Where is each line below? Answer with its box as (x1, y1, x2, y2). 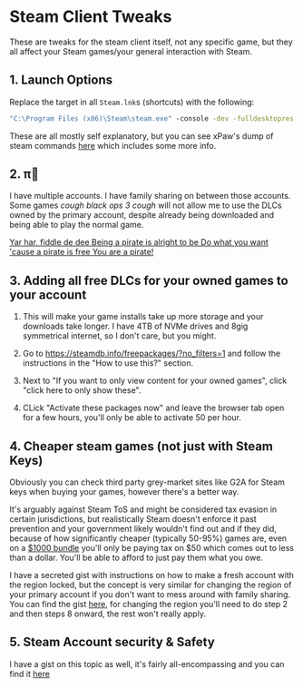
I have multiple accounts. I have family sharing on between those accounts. (9, 191, 291, 201)
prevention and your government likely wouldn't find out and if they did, (9, 524, 277, 535)
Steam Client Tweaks (9, 6, 172, 27)
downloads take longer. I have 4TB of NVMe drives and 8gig (22, 320, 249, 332)
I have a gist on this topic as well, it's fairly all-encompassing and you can (9, 658, 285, 669)
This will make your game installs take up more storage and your (22, 311, 264, 322)
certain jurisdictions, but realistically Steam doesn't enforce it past (9, 514, 257, 525)
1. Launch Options (9, 73, 113, 88)
